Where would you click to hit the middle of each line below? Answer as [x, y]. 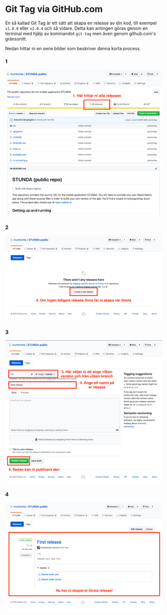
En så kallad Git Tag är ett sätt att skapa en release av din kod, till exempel [81, 23]
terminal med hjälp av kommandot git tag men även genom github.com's [81, 33]
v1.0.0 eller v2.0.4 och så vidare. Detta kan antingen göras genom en [77, 28]
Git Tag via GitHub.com [54, 9]
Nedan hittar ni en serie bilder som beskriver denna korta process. [73, 48]
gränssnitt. [16, 39]
